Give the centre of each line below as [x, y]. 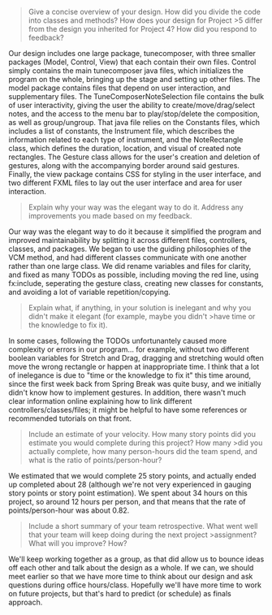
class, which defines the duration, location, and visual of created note [125, 148]
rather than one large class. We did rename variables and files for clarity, [130, 266]
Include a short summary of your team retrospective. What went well [143, 526]
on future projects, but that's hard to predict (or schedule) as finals [120, 593]
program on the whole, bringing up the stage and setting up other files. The [134, 79]
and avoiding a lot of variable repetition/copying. [89, 292]
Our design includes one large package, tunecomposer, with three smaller [132, 53]
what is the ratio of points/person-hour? [95, 460]
